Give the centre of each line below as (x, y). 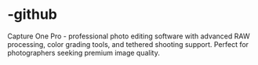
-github (33, 14)
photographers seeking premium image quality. (84, 52)
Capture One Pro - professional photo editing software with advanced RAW (129, 36)
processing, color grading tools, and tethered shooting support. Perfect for (128, 44)
